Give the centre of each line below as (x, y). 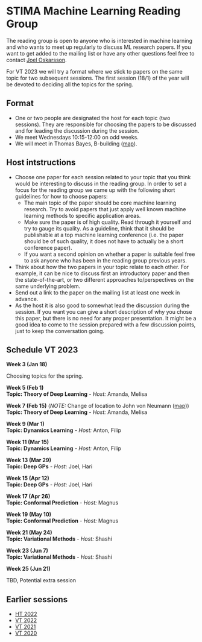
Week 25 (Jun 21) (29, 569)
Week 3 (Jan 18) (27, 364)
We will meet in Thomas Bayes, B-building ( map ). (76, 144)
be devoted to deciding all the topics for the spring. (70, 84)
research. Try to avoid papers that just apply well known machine (105, 209)
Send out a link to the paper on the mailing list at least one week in (97, 292)
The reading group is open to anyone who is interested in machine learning (99, 40)
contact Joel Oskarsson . (36, 60)
